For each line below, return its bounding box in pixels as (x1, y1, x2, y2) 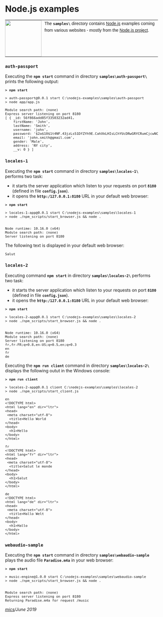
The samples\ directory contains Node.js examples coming (44, 20, 155, 26)
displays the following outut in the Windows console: (5, 367, 111, 373)
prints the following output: (5, 79, 59, 85)
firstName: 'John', (13, 120, 50, 125)
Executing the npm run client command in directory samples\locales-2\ (5, 363, 149, 368)
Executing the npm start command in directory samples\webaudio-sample (5, 552, 149, 558)
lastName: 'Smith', (13, 124, 50, 128)
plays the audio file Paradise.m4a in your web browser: (5, 557, 114, 563)
